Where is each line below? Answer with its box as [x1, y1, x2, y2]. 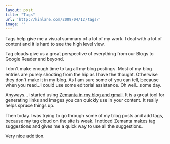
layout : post [5, 7, 33, 13]
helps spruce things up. [5, 102, 55, 109]
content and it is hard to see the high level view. [5, 41, 105, 47]
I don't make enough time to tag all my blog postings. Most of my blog [5, 66, 152, 72]
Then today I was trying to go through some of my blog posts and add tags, [5, 113, 164, 119]
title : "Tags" [5, 12, 36, 17]
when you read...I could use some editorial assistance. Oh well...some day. [5, 82, 162, 88]
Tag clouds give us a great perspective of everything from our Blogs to [5, 51, 154, 57]
